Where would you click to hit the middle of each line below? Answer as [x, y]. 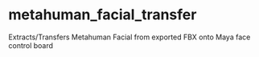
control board [31, 45]
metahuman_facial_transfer [103, 15]
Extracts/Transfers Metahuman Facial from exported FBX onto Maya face [129, 37]
